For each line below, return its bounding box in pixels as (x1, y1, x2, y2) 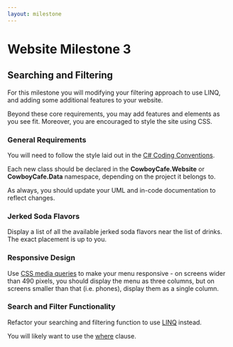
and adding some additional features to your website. (7, 95, 163, 104)
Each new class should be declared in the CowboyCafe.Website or (7, 164, 205, 173)
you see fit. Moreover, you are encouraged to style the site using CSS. (7, 117, 212, 125)
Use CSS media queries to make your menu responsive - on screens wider (7, 269, 226, 277)
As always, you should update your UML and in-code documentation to (7, 186, 216, 194)
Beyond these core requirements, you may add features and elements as (7, 110, 220, 118)
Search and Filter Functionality (7, 301, 116, 311)
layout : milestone (7, 10, 62, 18)
